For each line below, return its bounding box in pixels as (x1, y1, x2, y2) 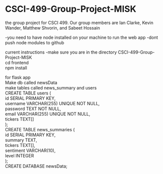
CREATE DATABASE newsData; (5, 163, 68, 169)
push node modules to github (5, 39, 65, 45)
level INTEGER (5, 152, 34, 158)
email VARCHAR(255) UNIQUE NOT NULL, (5, 111, 91, 116)
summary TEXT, (5, 137, 38, 143)
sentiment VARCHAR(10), (5, 147, 56, 153)
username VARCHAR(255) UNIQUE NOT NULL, (5, 100, 100, 106)
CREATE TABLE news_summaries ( (5, 126, 75, 132)
